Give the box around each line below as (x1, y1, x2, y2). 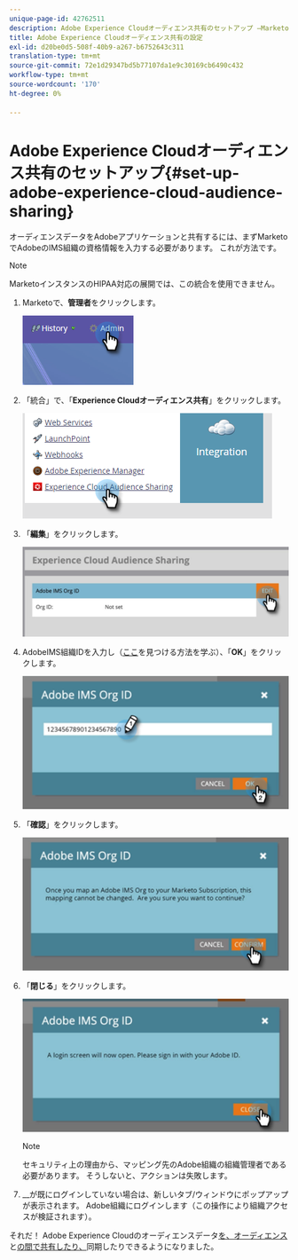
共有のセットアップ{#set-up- (25, 162, 239, 183)
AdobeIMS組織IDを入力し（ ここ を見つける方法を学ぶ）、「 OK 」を (21, 646, 259, 657)
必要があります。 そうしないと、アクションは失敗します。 (21, 1170, 232, 1181)
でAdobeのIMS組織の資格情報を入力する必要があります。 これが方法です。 (9, 242, 281, 253)
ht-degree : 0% (9, 89, 62, 98)
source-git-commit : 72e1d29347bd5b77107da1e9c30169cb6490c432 (9, 61, 244, 70)
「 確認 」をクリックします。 (21, 819, 123, 830)
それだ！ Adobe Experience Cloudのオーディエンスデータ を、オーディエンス (9, 1230, 288, 1241)
